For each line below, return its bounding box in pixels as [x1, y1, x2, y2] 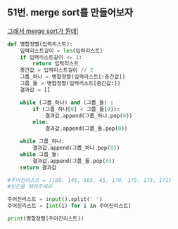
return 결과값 [20, 164, 57, 171]
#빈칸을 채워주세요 [7, 183, 53, 190]
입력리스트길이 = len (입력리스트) [20, 47, 103, 54]
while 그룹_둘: [20, 150, 60, 158]
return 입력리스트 [32, 60, 80, 67]
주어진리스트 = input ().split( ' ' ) [7, 196, 103, 203]
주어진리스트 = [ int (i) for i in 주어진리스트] [7, 202, 132, 209]
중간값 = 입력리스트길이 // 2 [20, 67, 94, 74]
